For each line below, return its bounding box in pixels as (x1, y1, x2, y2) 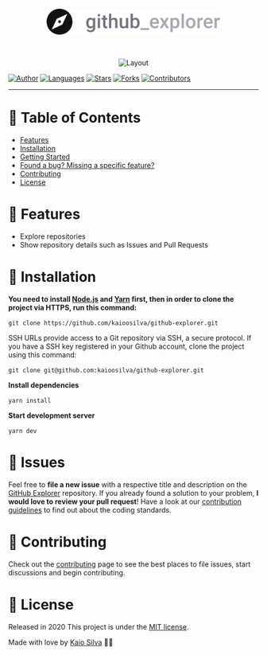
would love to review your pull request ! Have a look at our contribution (8, 497, 242, 506)
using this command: (8, 349, 77, 359)
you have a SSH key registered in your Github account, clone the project (8, 341, 245, 351)
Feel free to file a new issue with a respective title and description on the (8, 479, 248, 489)
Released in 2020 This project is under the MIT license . (8, 622, 189, 631)
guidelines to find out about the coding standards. (8, 505, 172, 514)
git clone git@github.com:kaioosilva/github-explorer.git (8, 366, 204, 374)
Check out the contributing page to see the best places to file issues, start (8, 559, 251, 569)
